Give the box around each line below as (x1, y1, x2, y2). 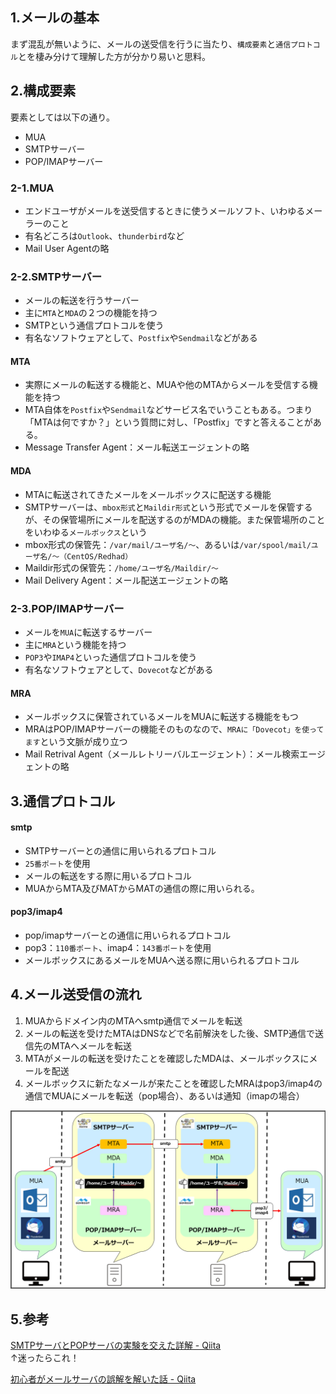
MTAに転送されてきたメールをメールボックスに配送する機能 (24, 488, 272, 500)
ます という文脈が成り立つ (24, 736, 128, 748)
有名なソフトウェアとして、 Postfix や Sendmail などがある (24, 332, 258, 344)
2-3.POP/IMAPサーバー (10, 601, 125, 615)
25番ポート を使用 (24, 857, 91, 869)
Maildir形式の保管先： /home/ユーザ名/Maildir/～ (24, 561, 219, 573)
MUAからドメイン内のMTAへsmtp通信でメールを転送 (24, 1014, 243, 1027)
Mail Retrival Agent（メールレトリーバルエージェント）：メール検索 (24, 748, 300, 760)
